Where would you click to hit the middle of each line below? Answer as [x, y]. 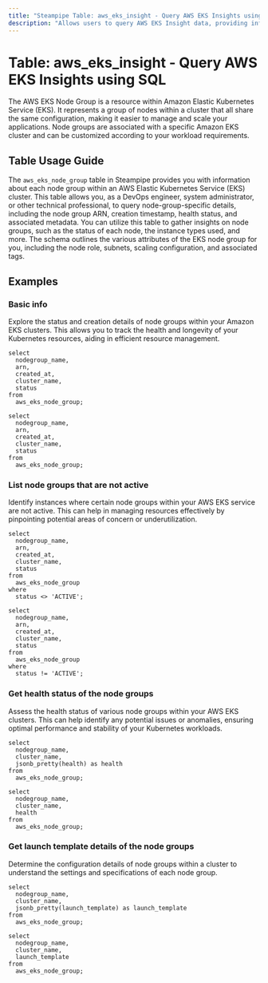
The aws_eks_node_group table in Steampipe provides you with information [129, 180]
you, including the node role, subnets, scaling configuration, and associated [133, 248]
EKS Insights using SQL [87, 79]
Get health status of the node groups [81, 694]
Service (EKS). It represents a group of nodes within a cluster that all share [131, 110]
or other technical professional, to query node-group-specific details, [122, 205]
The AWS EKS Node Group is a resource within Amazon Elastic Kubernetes [131, 101]
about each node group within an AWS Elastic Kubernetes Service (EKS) [127, 188]
